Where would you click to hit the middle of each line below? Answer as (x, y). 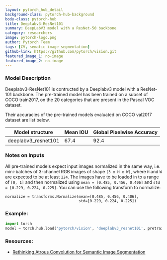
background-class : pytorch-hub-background (50, 14)
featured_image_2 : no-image (34, 61)
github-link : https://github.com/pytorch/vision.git (61, 51)
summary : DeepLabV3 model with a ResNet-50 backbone (61, 28)
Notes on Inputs (25, 155)
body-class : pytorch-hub (31, 19)
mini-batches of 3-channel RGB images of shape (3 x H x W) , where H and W (83, 171)
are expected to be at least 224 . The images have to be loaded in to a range (82, 177)
